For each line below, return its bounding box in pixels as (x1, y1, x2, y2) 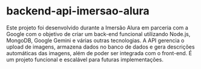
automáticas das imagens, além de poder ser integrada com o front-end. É (6, 49, 193, 56)
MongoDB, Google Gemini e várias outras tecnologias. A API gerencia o (6, 37, 185, 44)
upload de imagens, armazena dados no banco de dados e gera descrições (6, 43, 195, 50)
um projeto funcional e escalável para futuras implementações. (6, 56, 163, 63)
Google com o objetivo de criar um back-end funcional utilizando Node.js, (6, 30, 191, 37)
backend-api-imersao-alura (6, 4, 150, 18)
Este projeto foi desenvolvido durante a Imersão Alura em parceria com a (6, 24, 189, 31)
